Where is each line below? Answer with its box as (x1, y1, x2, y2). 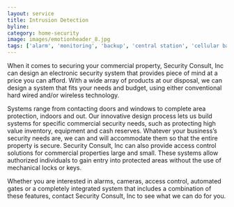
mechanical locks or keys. (7, 164, 82, 172)
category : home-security (7, 29, 79, 37)
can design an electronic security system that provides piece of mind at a (7, 69, 218, 77)
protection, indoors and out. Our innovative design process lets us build (7, 112, 212, 120)
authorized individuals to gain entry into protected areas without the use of (7, 156, 221, 164)
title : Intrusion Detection (7, 17, 89, 24)
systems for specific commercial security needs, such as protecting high (7, 119, 216, 127)
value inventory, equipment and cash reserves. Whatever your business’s (7, 126, 217, 135)
